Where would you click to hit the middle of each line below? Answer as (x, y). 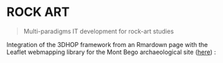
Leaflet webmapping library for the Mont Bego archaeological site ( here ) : (111, 52)
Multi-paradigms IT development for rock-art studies (99, 31)
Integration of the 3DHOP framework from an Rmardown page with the (107, 44)
